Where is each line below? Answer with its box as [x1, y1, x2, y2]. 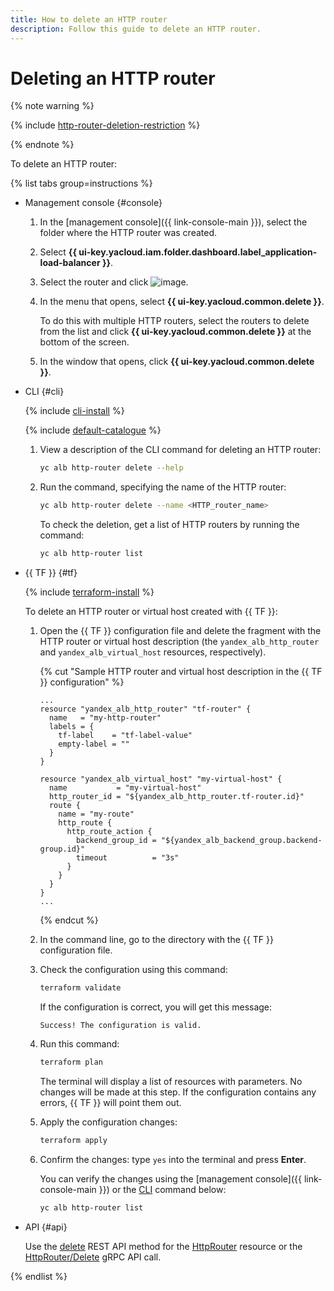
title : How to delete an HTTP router [10, 14, 168, 25]
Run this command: [39, 1037, 120, 1050]
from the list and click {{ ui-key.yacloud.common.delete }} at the [39, 326, 312, 338]
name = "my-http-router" [48, 713, 162, 723]
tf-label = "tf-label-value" [58, 731, 193, 741]
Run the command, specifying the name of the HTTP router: [39, 481, 287, 493]
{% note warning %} [10, 100, 95, 112]
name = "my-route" [58, 809, 135, 820]
